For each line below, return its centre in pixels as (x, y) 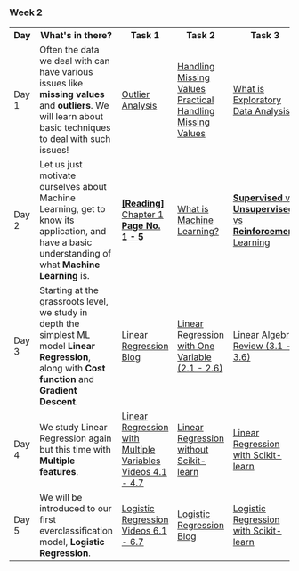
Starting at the (69, 290)
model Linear (67, 347)
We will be (61, 498)
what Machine (70, 265)
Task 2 (201, 36)
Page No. (141, 226)
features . (59, 472)
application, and (73, 232)
